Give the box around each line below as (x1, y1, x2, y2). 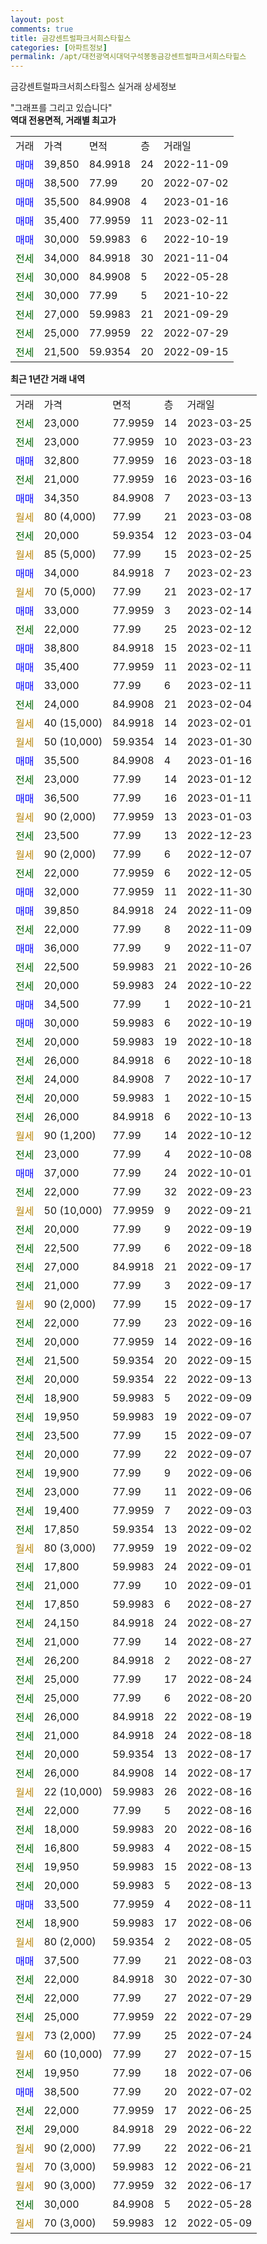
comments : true (10, 24, 74, 34)
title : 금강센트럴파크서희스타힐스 (10, 33, 132, 43)
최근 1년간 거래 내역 (10, 373, 86, 385)
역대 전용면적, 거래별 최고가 (10, 114, 117, 126)
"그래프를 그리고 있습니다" (10, 102, 113, 114)
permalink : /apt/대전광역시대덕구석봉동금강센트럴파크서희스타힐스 (10, 52, 247, 62)
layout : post (10, 14, 65, 25)
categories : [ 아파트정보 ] (10, 42, 108, 53)
